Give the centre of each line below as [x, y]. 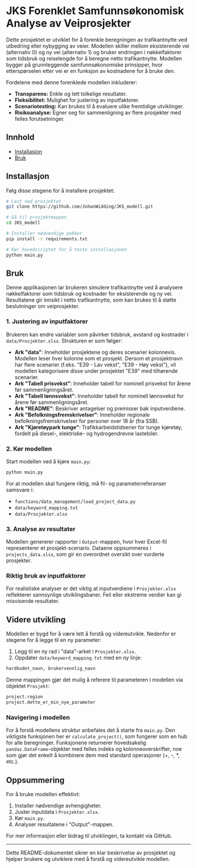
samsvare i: [20, 489]
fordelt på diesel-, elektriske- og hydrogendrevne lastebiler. [86, 433]
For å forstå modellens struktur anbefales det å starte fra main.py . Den [91, 730]
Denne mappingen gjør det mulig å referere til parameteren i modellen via [95, 680]
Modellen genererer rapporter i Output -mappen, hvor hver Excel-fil [86, 542]
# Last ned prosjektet [34, 201]
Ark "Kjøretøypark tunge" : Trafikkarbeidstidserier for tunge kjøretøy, [98, 427]
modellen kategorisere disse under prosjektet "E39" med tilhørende [96, 371]
